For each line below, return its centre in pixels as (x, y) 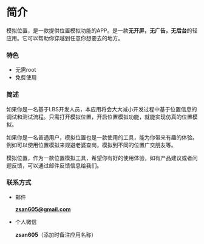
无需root (25, 70)
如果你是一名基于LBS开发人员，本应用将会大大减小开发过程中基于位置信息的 (102, 109)
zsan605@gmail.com (43, 209)
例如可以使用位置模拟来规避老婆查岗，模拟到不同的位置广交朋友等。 (91, 145)
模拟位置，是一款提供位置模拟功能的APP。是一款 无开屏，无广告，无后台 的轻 (102, 30)
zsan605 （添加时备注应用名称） (56, 234)
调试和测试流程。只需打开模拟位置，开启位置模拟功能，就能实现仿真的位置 (99, 117)
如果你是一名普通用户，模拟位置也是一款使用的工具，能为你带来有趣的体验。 (102, 137)
